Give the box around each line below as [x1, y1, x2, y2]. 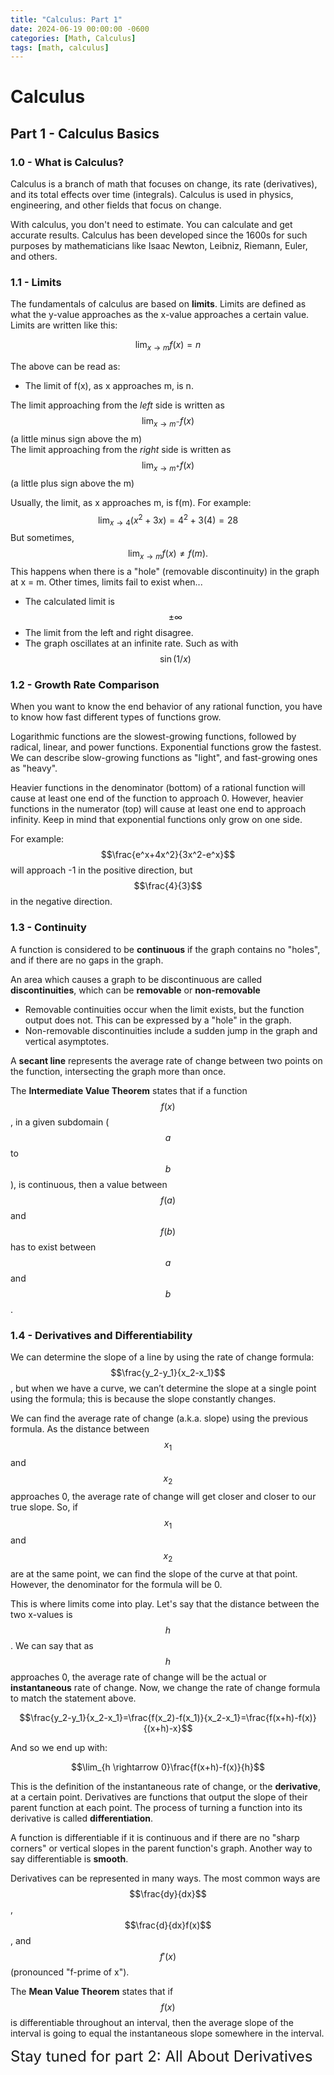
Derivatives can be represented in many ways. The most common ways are [10, 1872, 321, 1885]
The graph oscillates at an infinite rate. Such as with [24, 637, 239, 650]
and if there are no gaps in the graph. [10, 954, 164, 966]
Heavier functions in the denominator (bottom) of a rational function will [10, 782, 306, 794]
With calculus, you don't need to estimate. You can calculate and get [10, 219, 293, 231]
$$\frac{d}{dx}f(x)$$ [124, 1919, 212, 1931]
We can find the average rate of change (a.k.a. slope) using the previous [10, 1412, 309, 1424]
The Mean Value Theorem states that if [10, 1986, 174, 1998]
